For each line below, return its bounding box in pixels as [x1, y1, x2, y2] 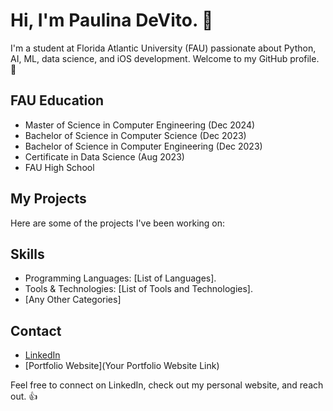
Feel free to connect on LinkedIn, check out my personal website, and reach [10, 379, 324, 391]
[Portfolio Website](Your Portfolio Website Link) [24, 360, 220, 372]
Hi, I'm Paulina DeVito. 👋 [10, 9, 214, 32]
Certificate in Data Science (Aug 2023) [24, 150, 185, 163]
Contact [10, 322, 62, 339]
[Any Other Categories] [24, 294, 122, 306]
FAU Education [10, 92, 105, 109]
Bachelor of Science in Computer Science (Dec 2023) [24, 129, 247, 141]
